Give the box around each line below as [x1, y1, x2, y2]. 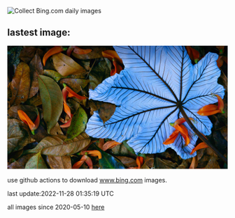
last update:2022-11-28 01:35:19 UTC [7, 189, 114, 198]
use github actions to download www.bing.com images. [7, 176, 168, 185]
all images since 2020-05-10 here [7, 203, 105, 212]
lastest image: [7, 26, 71, 38]
